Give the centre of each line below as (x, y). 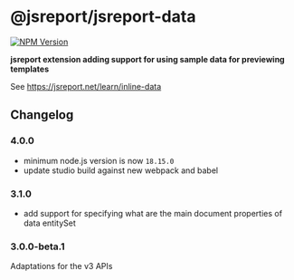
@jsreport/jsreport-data (103, 17)
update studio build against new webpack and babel (121, 170)
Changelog (42, 115)
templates (30, 69)
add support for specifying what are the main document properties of (153, 213)
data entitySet (49, 223)
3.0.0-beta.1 (38, 246)
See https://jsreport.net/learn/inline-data (86, 86)
